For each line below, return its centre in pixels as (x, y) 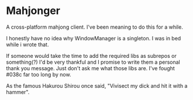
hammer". (18, 92)
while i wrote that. (27, 44)
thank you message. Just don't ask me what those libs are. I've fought (91, 68)
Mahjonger (33, 11)
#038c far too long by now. (39, 74)
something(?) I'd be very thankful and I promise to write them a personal (93, 62)
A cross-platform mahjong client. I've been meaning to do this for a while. (94, 27)
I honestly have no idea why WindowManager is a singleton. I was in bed (94, 38)
